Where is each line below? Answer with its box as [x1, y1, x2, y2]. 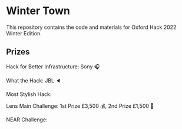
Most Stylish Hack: [6, 90, 52, 98]
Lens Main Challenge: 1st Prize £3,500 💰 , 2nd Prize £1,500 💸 [6, 102, 154, 110]
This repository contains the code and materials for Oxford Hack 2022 [6, 24, 177, 31]
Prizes [6, 47, 30, 57]
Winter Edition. [6, 29, 42, 37]
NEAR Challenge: [6, 116, 48, 123]
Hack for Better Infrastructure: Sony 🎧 [6, 63, 100, 70]
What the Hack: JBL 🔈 [6, 77, 62, 84]
